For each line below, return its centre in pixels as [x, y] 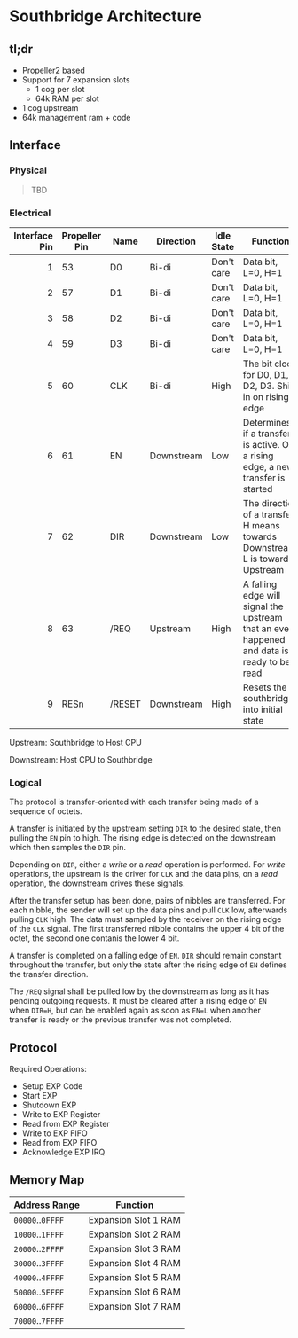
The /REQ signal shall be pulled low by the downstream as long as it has [139, 991]
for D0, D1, [266, 374]
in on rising [266, 396]
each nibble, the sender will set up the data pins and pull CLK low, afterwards [149, 910]
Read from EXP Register [66, 1124]
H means [262, 525]
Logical [25, 782]
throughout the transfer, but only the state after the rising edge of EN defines [149, 965]
